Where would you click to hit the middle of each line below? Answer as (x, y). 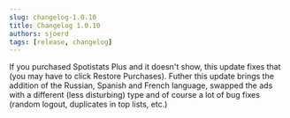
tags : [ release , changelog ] (61, 42)
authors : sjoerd (39, 33)
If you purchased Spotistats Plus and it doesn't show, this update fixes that (145, 67)
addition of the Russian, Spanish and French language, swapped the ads (141, 85)
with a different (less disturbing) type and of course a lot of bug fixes (135, 95)
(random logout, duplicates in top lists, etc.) (88, 104)
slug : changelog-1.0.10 (53, 17)
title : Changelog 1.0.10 (55, 26)
